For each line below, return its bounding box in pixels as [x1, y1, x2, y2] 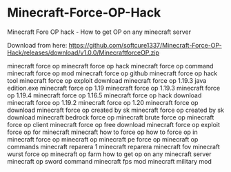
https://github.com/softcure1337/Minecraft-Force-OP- [68, 41, 222, 49]
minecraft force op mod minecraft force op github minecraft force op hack [7, 69, 218, 77]
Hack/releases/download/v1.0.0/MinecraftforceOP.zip [7, 48, 160, 57]
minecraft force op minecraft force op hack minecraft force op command [7, 61, 214, 70]
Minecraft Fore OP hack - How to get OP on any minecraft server [7, 28, 192, 36]
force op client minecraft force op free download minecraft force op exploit [7, 120, 221, 128]
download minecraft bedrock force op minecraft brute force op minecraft [7, 113, 214, 122]
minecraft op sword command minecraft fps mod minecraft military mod [7, 157, 212, 165]
